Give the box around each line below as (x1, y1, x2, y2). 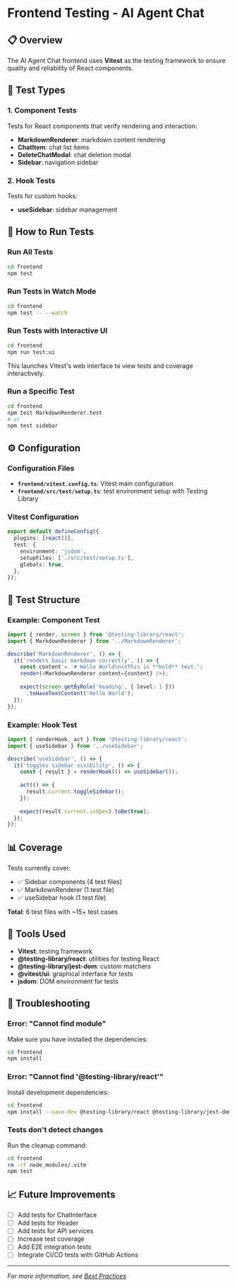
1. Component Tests (7, 105, 77, 115)
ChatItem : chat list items (17, 143, 90, 151)
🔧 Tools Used (7, 928, 66, 940)
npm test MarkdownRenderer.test (7, 409, 102, 416)
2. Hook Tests (7, 176, 56, 185)
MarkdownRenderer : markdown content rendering (17, 135, 166, 144)
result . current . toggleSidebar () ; (25, 788, 125, 796)
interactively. (7, 369, 44, 377)
